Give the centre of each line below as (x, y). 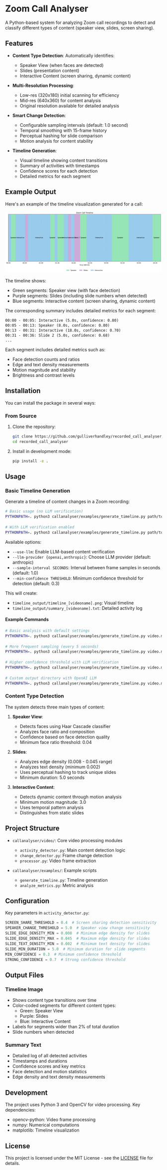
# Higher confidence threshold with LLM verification (62, 662)
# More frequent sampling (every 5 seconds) (52, 647)
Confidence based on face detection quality (65, 737)
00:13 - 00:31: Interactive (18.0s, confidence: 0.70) (63, 330)
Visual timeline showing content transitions (64, 160)
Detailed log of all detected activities (50, 1056)
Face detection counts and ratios (46, 359)
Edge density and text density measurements (59, 1077)
